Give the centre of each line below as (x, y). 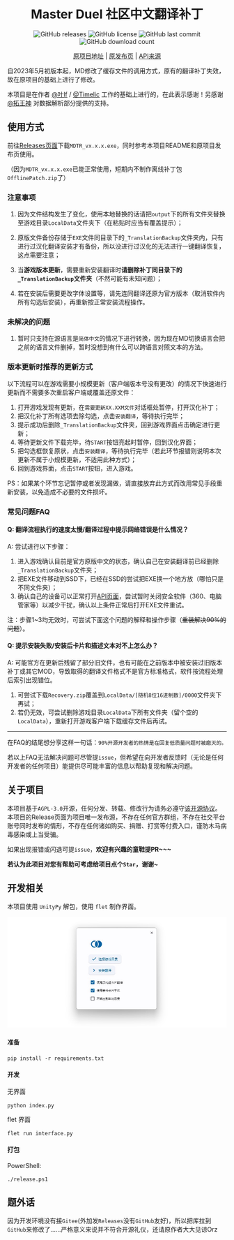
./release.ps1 (28, 1179)
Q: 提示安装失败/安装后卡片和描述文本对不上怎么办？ (83, 646)
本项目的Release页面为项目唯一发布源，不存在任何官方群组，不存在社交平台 (116, 817)
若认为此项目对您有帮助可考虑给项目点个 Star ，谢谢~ (83, 864)
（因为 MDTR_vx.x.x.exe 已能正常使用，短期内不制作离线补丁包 (95, 169)
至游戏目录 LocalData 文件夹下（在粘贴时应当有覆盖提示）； (100, 223)
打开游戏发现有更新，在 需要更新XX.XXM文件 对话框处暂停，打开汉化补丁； (119, 407)
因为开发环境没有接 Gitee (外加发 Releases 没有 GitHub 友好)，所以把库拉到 (109, 1220)
